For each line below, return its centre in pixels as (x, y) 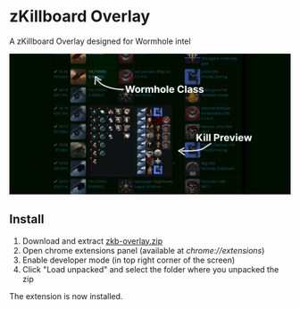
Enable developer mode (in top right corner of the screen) (129, 260)
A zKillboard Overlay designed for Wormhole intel (100, 41)
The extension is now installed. (66, 296)
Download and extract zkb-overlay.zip (92, 241)
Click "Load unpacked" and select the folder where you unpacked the (150, 269)
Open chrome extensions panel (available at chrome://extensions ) (143, 250)
